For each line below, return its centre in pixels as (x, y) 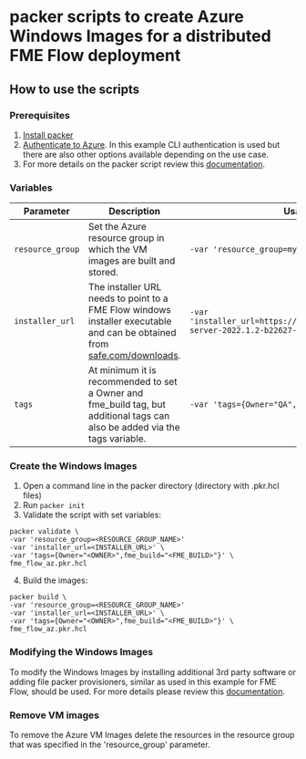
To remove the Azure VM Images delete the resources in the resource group (152, 735)
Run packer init (54, 505)
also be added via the (134, 428)
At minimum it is (122, 370)
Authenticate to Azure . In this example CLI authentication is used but (151, 144)
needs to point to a (128, 298)
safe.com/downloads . (134, 356)
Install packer (48, 135)
